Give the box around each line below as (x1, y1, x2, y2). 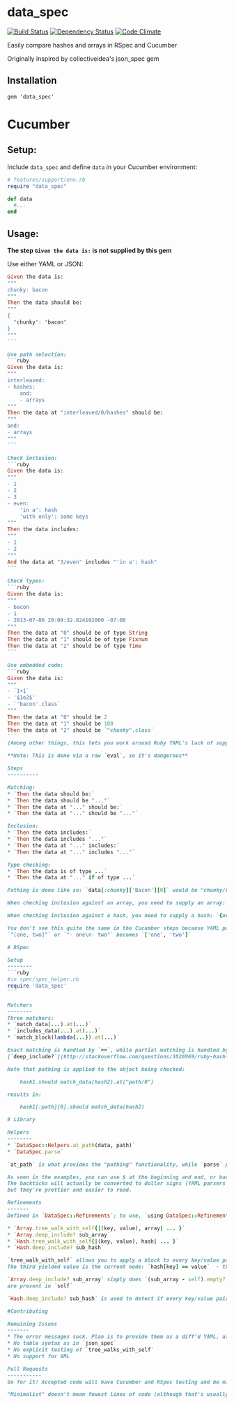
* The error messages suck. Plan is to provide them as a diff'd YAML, (7, 1333, 219, 1341)
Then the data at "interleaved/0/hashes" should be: (7, 410, 164, 417)
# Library (7, 1116, 36, 1123)
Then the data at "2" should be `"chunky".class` (7, 726, 155, 734)
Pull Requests (7, 1365, 49, 1372)
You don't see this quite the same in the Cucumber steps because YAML (7, 924, 219, 932)
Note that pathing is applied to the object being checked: (7, 1065, 186, 1073)
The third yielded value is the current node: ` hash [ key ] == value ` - (7, 1263, 219, 1271)
